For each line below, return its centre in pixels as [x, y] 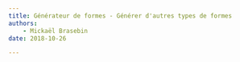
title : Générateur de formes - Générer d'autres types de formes [120, 16]
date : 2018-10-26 [37, 38]
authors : [23, 23]
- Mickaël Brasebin [56, 31]
